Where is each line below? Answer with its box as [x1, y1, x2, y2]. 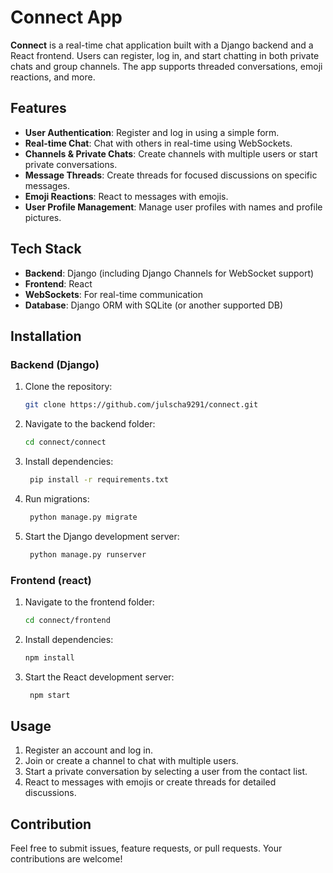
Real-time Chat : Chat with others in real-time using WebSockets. [24, 137, 293, 149]
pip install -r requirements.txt [29, 475, 169, 485]
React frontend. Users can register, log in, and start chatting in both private [10, 49, 320, 61]
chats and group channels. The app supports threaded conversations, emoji [10, 60, 323, 72]
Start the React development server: [24, 671, 175, 683]
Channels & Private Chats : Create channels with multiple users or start [24, 147, 318, 160]
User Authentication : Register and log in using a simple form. [24, 126, 280, 138]
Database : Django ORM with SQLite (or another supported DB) [24, 299, 284, 311]
